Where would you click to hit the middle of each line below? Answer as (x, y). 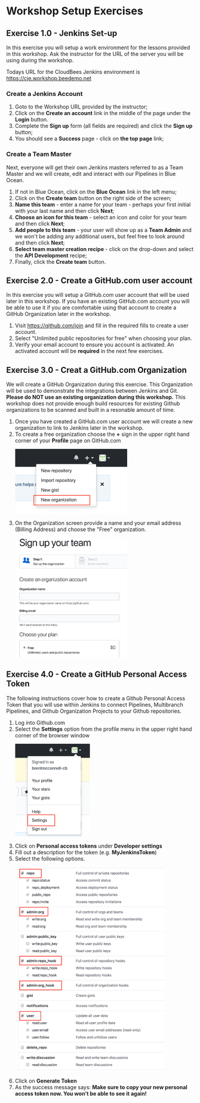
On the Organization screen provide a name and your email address (98, 523)
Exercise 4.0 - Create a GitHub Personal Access (96, 675)
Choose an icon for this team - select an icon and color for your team (101, 217)
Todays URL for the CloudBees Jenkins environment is (73, 72)
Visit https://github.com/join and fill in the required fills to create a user (102, 326)
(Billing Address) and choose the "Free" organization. (80, 529)
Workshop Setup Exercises (75, 11)
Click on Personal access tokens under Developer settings (88, 846)
